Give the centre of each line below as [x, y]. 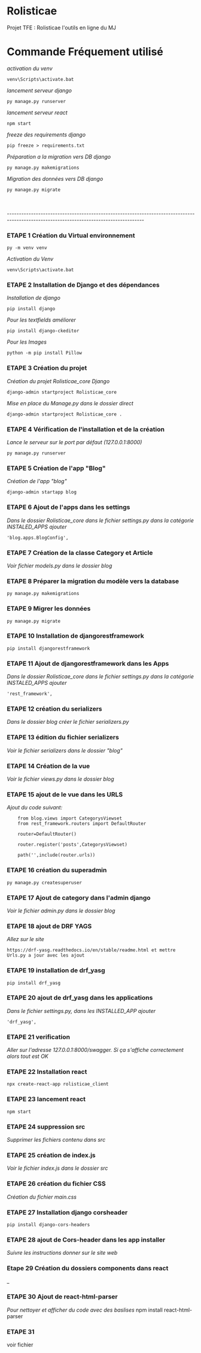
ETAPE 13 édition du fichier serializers [63, 738]
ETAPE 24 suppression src [46, 1127]
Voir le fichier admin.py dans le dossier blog [61, 911]
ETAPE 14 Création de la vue [48, 766]
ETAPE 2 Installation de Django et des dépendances [83, 285]
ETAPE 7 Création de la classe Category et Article [80, 553]
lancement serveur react [37, 113]
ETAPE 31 [21, 1331]
